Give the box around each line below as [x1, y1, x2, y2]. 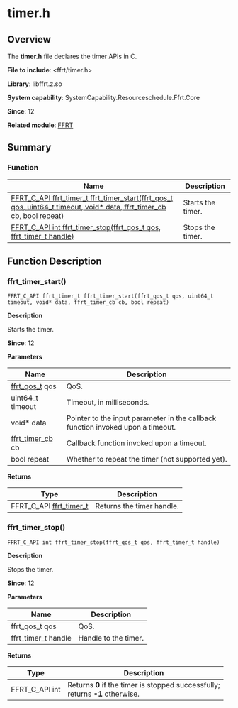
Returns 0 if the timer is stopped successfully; [67, 680, 221, 690]
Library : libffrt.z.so [7, 80, 62, 88]
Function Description [7, 256, 103, 268]
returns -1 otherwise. [67, 689, 140, 699]
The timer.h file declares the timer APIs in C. [7, 52, 137, 60]
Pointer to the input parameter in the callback [66, 413, 217, 423]
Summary [7, 141, 52, 153]
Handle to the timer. [78, 633, 144, 643]
